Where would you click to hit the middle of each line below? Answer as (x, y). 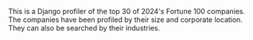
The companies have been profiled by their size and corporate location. (125, 20)
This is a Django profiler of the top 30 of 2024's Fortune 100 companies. (127, 11)
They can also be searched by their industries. (84, 28)
